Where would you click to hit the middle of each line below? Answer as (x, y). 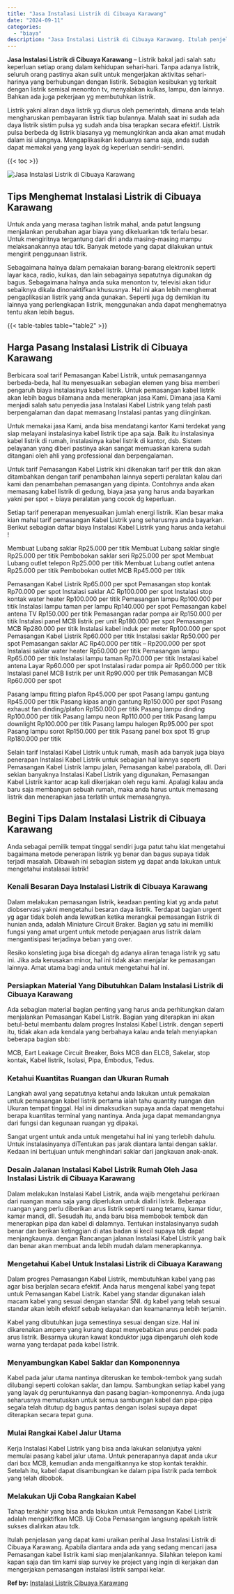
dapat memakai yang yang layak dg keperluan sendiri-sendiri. (96, 147)
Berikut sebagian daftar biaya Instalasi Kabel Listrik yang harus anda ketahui (117, 527)
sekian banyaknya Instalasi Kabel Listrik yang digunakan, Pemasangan (108, 774)
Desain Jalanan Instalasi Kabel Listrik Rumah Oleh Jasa (103, 1170)
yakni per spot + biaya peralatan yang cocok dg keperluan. (92, 499)
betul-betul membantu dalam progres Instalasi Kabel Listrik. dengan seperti (116, 1024)
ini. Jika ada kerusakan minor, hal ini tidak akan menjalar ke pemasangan (111, 960)
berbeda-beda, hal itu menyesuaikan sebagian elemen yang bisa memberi (114, 382)
